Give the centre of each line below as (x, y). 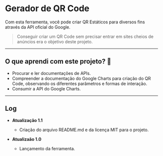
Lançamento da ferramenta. (47, 148)
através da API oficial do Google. (38, 27)
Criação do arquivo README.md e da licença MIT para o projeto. (84, 130)
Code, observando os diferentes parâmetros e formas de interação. (80, 84)
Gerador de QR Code (47, 9)
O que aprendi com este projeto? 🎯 (58, 61)
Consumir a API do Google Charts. (46, 88)
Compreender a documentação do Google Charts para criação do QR (81, 78)
